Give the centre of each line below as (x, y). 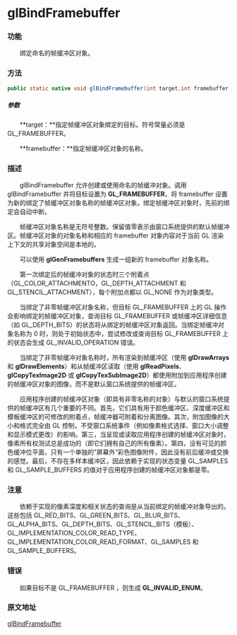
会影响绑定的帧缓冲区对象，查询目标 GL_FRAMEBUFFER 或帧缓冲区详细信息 (117, 315)
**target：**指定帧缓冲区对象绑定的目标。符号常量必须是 (102, 124)
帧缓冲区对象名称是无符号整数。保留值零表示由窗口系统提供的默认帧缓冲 (124, 226)
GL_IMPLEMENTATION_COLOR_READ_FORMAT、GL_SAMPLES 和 (103, 542)
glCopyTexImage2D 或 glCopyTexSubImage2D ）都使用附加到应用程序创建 (117, 375)
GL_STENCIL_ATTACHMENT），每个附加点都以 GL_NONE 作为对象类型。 (113, 292)
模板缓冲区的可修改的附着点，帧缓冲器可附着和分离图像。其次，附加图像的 (115, 416)
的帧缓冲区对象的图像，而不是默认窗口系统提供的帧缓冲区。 (94, 384)
